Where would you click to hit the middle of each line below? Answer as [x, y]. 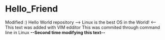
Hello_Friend [32, 9]
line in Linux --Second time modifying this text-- [55, 32]
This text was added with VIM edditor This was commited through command [82, 27]
